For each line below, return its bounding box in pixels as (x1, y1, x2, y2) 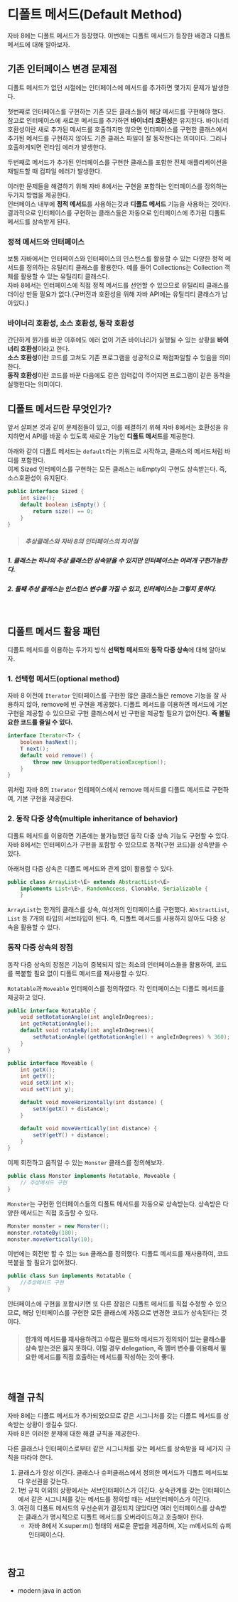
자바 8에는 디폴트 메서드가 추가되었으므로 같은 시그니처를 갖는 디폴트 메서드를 (7, 1412, 222, 1420)
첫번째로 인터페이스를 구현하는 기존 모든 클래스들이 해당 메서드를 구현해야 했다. (7, 107, 226, 116)
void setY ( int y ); (20, 1086, 75, 1093)
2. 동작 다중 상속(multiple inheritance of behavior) (7, 814, 178, 824)
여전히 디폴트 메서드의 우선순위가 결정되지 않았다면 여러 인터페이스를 (17, 1504, 208, 1512)
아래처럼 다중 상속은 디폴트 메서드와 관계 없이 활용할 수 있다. (7, 864, 174, 872)
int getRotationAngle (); (20, 1020, 94, 1027)
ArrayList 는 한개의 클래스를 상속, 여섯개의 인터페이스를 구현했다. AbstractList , (7, 905, 229, 914)
